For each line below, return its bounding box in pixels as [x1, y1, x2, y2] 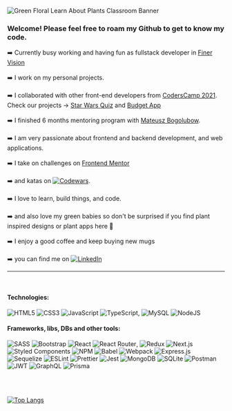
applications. [7, 144, 43, 152]
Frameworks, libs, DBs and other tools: [7, 325, 121, 333]
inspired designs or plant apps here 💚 [7, 222, 114, 231]
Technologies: [7, 293, 50, 301]
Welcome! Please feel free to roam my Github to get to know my [7, 23, 224, 33]
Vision [7, 59, 26, 67]
